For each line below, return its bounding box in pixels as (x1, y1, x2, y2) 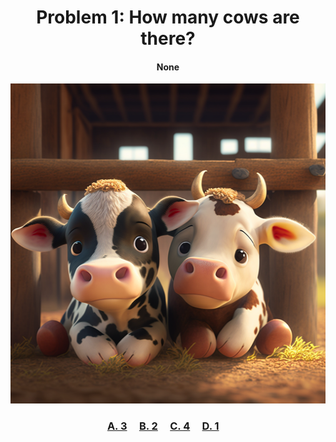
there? (140, 27, 196, 50)
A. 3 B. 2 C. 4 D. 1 (106, 419, 220, 433)
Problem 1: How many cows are (36, 6, 300, 29)
